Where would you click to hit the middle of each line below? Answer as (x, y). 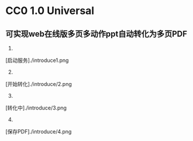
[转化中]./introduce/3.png (36, 108)
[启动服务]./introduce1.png (37, 60)
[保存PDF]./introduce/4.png (39, 132)
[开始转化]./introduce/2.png (39, 84)
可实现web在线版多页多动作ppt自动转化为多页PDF (96, 34)
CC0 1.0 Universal (50, 11)
